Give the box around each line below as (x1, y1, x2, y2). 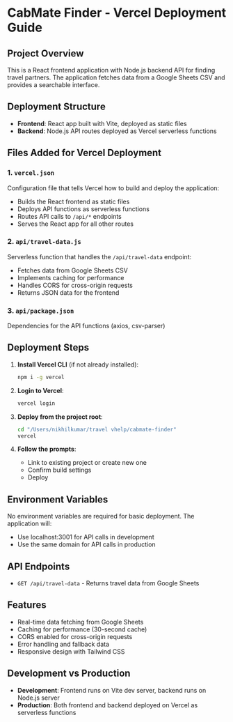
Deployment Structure (7, 101, 106, 113)
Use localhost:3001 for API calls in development (17, 533, 154, 541)
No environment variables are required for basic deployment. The (7, 512, 195, 521)
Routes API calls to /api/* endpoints (17, 212, 122, 220)
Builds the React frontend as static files (17, 197, 130, 206)
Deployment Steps (7, 341, 89, 353)
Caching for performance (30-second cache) (17, 625, 147, 633)
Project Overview (7, 47, 84, 59)
